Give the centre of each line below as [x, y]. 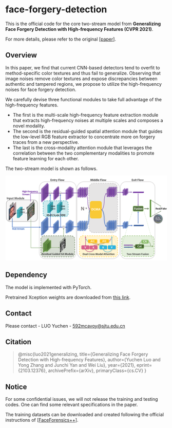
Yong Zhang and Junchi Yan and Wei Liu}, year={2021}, [77, 365]
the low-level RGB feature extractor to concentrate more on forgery [84, 137]
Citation [18, 342]
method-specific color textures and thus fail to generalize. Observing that [83, 73]
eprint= [145, 365]
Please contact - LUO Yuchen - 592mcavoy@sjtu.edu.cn [65, 326]
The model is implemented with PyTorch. [49, 287]
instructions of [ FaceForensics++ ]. [42, 420]
